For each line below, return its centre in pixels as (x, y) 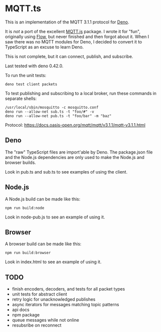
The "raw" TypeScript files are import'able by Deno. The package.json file (79, 152)
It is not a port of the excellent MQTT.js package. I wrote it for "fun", (73, 31)
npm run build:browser (28, 253)
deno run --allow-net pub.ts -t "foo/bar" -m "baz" (58, 116)
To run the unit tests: (26, 75)
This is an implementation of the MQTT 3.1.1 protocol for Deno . (67, 22)
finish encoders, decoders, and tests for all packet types (68, 289)
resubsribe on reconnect (37, 325)
